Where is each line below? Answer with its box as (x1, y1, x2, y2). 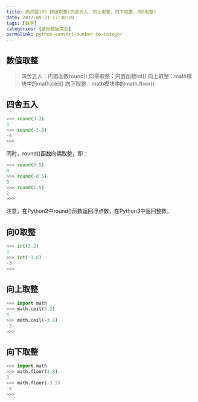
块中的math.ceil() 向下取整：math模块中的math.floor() (21, 80, 155, 87)
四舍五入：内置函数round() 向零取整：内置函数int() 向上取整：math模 (21, 72, 192, 79)
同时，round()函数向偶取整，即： (6, 150, 89, 157)
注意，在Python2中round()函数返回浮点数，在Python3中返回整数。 (6, 207, 173, 215)
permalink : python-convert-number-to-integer (6, 31, 123, 37)
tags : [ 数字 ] (6, 20, 37, 26)
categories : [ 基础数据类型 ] (6, 25, 71, 32)
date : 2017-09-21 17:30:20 (6, 15, 74, 21)
